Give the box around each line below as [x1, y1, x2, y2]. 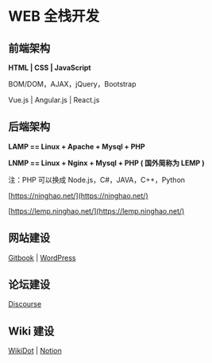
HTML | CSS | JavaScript [8, 63, 91, 72]
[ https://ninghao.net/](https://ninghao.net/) [8, 191, 148, 200]
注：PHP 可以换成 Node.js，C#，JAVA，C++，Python [8, 175, 185, 184]
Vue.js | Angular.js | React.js [8, 95, 100, 104]
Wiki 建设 [8, 324, 55, 338]
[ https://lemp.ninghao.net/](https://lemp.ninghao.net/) [8, 206, 185, 215]
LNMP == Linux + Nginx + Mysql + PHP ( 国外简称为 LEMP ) [8, 158, 205, 168]
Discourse [8, 299, 42, 309]
